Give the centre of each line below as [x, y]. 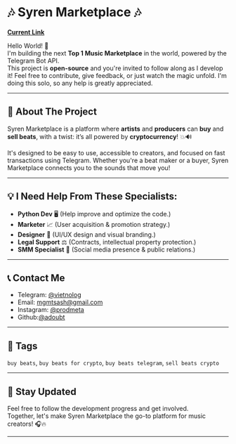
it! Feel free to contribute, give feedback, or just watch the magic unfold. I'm [117, 75]
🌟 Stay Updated [42, 392]
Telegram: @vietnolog [49, 295]
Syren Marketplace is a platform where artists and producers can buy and [116, 129]
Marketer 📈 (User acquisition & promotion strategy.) [94, 224]
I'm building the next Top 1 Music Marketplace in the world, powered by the [117, 53]
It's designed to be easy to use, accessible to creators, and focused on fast [116, 152]
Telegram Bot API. [33, 60]
